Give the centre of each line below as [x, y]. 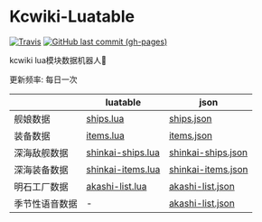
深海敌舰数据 [42, 153]
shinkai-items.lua [123, 169]
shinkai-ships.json [208, 153]
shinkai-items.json [208, 169]
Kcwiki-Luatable [72, 17]
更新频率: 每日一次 [43, 79]
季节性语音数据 [46, 203]
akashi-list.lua [117, 186]
